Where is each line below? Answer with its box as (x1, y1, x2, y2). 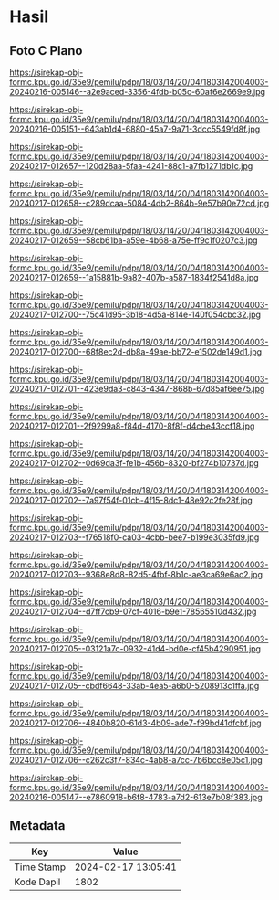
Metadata (9, 818, 66, 833)
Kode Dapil (14, 875, 61, 888)
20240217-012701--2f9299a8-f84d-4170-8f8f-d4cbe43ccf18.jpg (9, 420, 255, 431)
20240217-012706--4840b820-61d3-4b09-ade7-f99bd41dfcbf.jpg (9, 717, 262, 728)
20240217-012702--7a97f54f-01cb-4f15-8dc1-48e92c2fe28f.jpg (9, 495, 253, 505)
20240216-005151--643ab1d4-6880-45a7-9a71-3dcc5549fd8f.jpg (9, 123, 261, 134)
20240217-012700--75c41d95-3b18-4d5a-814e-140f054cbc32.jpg (9, 309, 262, 320)
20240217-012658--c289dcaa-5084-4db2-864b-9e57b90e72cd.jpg (9, 198, 270, 208)
